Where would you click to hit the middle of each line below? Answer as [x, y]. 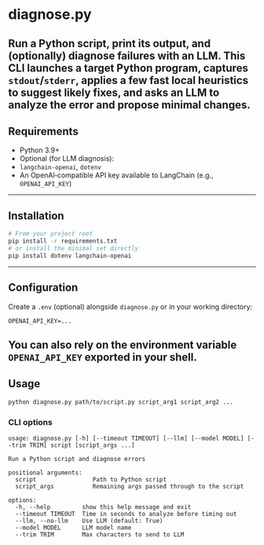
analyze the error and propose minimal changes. [129, 105]
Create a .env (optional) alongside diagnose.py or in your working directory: [130, 306]
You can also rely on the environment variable [123, 344]
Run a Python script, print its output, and [109, 44]
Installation [36, 216]
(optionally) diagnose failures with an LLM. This [127, 55]
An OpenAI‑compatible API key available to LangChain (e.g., [116, 175]
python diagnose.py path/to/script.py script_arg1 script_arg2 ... [121, 402]
